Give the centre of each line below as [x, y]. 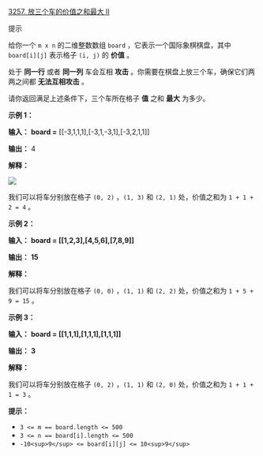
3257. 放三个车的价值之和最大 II [59, 11]
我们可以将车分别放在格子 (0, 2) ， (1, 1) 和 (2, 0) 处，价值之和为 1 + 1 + [131, 384]
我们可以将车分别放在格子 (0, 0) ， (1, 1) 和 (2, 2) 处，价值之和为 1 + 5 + [131, 291]
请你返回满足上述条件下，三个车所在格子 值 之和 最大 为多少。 [109, 98]
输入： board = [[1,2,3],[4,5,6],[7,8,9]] [71, 240]
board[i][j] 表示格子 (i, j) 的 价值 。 [71, 55]
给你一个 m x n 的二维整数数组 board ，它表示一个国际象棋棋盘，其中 [120, 45]
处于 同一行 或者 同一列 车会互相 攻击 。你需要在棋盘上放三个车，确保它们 [128, 72]
